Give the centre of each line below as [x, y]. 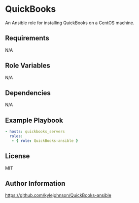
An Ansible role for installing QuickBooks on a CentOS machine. [70, 23]
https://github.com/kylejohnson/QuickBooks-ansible [58, 195]
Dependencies [28, 93]
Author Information [35, 184]
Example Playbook [34, 120]
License [17, 156]
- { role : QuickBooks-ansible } [45, 141]
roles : [16, 136]
